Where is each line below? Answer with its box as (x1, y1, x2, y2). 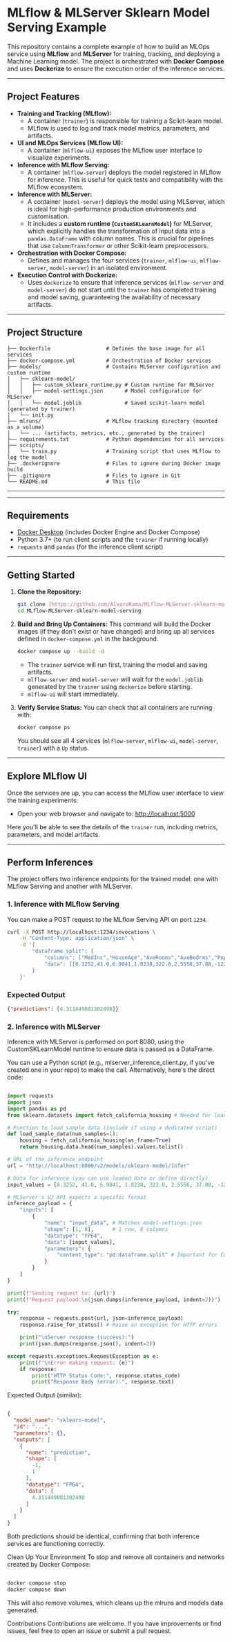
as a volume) (7, 424, 45, 431)
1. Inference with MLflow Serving (7, 900, 119, 909)
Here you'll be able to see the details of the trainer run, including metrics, (7, 822, 218, 831)
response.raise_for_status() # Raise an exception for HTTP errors (19, 1321, 217, 1328)
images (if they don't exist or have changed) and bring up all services (17, 627, 215, 635)
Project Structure (7, 327, 83, 339)
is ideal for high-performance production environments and (27, 205, 197, 213)
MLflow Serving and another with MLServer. (7, 883, 133, 891)
